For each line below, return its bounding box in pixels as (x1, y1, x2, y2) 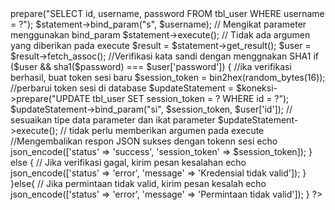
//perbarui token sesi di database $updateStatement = (10, 82, 234, 94)
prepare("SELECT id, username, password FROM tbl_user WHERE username (10, 8, 325, 19)
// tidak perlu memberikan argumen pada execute (59, 125, 265, 136)
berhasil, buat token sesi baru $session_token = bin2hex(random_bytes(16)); (10, 72, 326, 83)
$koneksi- (235, 82, 278, 94)
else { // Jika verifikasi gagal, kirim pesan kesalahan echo (10, 157, 247, 168)
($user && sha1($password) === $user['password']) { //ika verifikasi (10, 61, 292, 72)
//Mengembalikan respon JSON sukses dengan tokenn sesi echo (10, 135, 278, 147)
